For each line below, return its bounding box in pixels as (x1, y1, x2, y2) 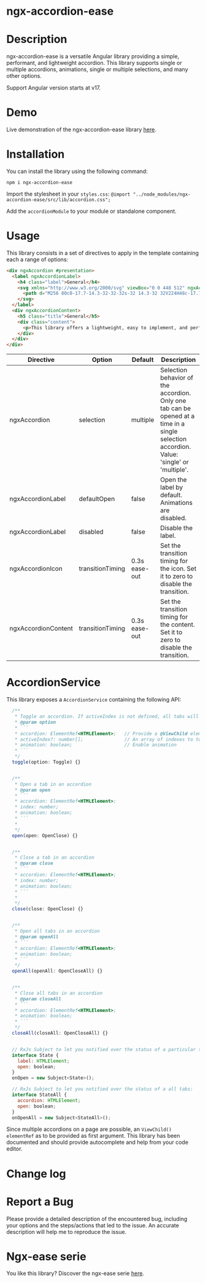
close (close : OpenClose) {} (12, 906, 84, 912)
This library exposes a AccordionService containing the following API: (6, 696, 181, 703)
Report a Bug (6, 1195, 74, 1209)
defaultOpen (78, 495, 115, 504)
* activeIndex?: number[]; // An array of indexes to (14, 736, 193, 743)
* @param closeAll (14, 995, 62, 1002)
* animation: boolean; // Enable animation (14, 742, 177, 748)
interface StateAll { (12, 1092, 67, 1098)
